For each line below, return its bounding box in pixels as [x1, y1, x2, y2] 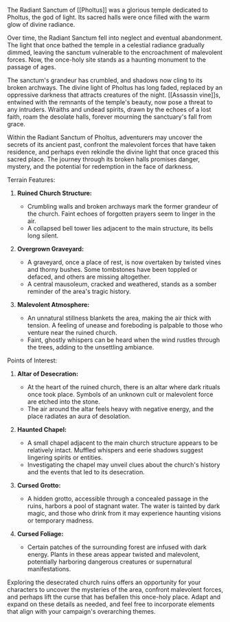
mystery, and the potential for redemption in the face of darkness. [7, 163, 194, 170]
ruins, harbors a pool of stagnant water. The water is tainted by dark [27, 502, 220, 510]
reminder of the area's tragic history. [27, 288, 132, 295]
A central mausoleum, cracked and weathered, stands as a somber [27, 280, 217, 288]
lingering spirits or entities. [27, 453, 103, 461]
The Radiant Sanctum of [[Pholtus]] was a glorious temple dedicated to [7, 6, 208, 14]
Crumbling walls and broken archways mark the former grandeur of [27, 203, 218, 210]
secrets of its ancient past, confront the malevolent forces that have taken [7, 141, 216, 148]
